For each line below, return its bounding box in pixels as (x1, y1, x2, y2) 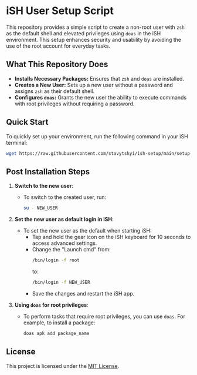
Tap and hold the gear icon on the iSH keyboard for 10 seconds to (32, 234, 191, 241)
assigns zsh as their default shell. (14, 87, 95, 95)
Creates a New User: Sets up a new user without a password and (14, 81, 173, 88)
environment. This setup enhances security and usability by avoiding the (6, 36, 182, 43)
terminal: (6, 139, 28, 146)
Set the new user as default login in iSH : (14, 216, 114, 223)
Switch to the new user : (14, 182, 74, 190)
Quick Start (6, 117, 49, 127)
